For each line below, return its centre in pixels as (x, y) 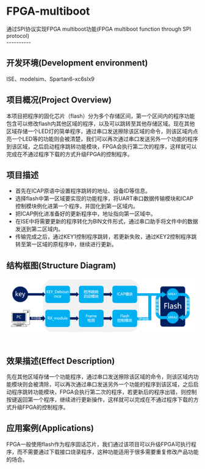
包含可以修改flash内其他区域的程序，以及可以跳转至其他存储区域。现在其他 (101, 123)
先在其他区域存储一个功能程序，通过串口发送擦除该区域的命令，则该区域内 (100, 377)
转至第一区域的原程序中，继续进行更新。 (66, 244)
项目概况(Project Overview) (59, 100)
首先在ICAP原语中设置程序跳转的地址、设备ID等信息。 (83, 191)
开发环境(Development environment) (77, 63)
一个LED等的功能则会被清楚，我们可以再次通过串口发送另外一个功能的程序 (105, 139)
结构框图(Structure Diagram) (61, 265)
